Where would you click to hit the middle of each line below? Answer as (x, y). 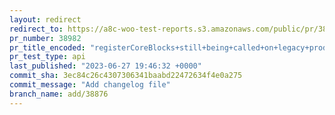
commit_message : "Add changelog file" (90, 85)
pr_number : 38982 (45, 38)
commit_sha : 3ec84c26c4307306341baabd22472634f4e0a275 (126, 76)
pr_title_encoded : (47, 47)
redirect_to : (36, 29)
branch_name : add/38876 (59, 94)
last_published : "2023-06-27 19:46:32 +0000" (105, 66)
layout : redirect (45, 19)
